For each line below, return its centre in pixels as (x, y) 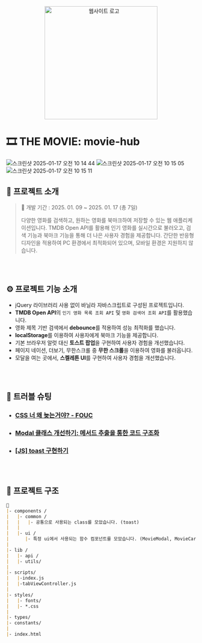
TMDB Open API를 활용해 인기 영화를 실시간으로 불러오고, (117, 227)
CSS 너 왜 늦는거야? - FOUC (54, 415)
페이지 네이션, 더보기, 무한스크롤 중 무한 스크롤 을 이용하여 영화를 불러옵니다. (104, 350)
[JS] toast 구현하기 (42, 451)
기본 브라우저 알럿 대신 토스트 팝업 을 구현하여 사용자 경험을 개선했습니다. (100, 343)
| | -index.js (25, 578)
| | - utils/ (24, 561)
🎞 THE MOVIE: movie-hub (73, 142)
